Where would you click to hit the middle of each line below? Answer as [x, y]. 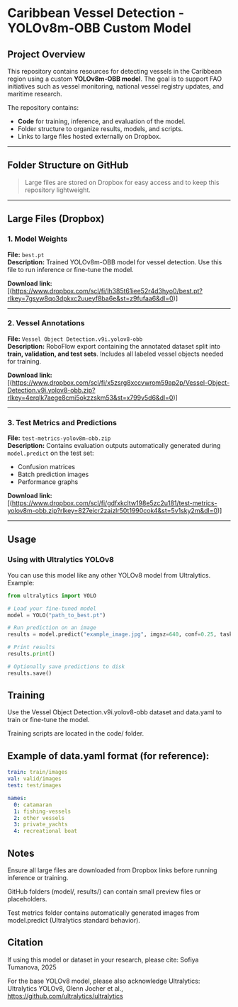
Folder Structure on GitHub [68, 165]
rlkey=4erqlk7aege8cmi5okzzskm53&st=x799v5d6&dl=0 [90, 398]
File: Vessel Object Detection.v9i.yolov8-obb [75, 339]
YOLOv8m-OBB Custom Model [99, 28]
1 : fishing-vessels [42, 811]
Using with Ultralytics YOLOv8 [61, 560]
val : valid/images [34, 779]
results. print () [31, 654]
